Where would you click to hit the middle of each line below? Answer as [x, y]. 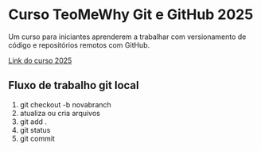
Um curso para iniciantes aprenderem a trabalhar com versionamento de [127, 37]
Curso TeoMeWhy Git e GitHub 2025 [131, 15]
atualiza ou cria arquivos [60, 113]
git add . [33, 122]
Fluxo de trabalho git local [74, 85]
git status [35, 130]
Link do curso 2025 [40, 60]
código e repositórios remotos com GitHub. [79, 45]
